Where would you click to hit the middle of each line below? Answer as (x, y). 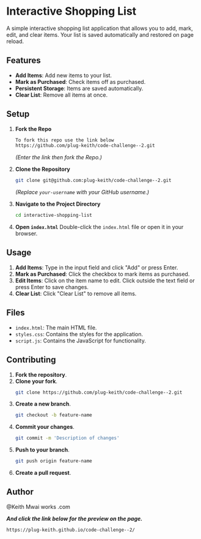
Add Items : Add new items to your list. (63, 75)
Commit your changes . (45, 427)
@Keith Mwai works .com (38, 507)
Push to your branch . (42, 450)
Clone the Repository (42, 169)
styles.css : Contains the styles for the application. (79, 334)
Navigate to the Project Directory (58, 204)
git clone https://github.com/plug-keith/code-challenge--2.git (99, 392)
